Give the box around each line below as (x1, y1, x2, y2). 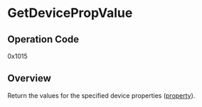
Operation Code (7, 33, 80, 45)
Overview (7, 72, 52, 84)
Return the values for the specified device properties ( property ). (7, 91, 196, 100)
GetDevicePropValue (7, 5, 133, 21)
